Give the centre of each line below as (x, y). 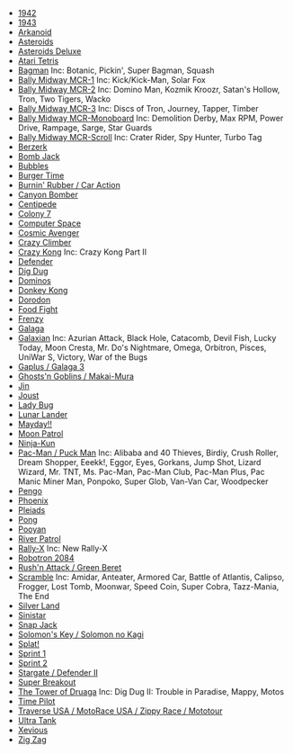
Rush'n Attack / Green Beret (70, 567)
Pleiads (31, 510)
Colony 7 (34, 214)
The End (33, 596)
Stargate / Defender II (58, 673)
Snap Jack (37, 625)
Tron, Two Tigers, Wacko (64, 99)
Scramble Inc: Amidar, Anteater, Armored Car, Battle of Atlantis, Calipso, (151, 577)
